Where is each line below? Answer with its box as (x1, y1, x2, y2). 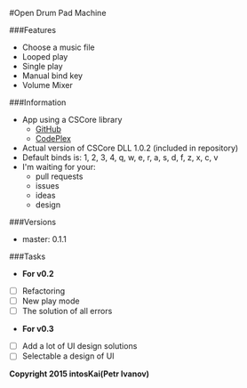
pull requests (35, 171, 84, 182)
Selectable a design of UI (21, 351, 115, 361)
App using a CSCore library (21, 115, 123, 125)
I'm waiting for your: (21, 162, 96, 172)
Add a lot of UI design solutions (21, 341, 138, 352)
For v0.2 (21, 269, 55, 279)
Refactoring (21, 286, 66, 296)
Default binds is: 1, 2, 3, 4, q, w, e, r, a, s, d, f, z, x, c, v (21, 152, 219, 163)
